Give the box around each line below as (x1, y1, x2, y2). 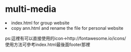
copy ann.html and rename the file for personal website (11, 25, 124, 31)
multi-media (5, 3, 57, 15)
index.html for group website (11, 20, 70, 26)
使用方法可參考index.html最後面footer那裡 (5, 41, 90, 48)
